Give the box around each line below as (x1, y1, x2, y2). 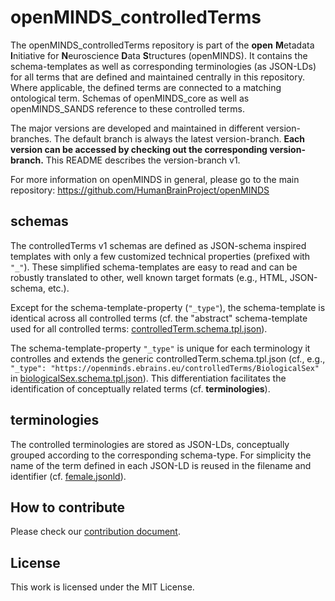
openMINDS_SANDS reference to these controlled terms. (10, 102, 245, 115)
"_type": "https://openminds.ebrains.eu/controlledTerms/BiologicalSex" (10, 363, 320, 373)
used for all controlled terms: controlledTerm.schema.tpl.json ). (10, 322, 268, 335)
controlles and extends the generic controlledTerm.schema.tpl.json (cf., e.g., (10, 352, 326, 365)
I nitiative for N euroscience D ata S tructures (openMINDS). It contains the (10, 49, 308, 61)
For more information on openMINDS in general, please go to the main (10, 173, 300, 185)
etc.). (47, 282, 70, 294)
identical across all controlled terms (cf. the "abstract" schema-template (10, 312, 308, 324)
